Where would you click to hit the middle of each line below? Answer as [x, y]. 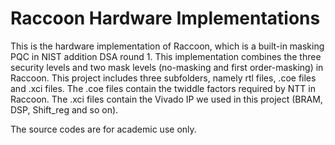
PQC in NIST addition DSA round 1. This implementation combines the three [166, 56]
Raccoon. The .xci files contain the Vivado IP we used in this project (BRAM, [166, 99]
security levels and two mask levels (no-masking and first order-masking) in [167, 67]
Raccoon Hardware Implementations [165, 18]
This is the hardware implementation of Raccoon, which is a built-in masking [167, 46]
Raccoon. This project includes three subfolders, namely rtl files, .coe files [163, 78]
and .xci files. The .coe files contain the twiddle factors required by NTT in [163, 88]
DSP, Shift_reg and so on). [64, 109]
